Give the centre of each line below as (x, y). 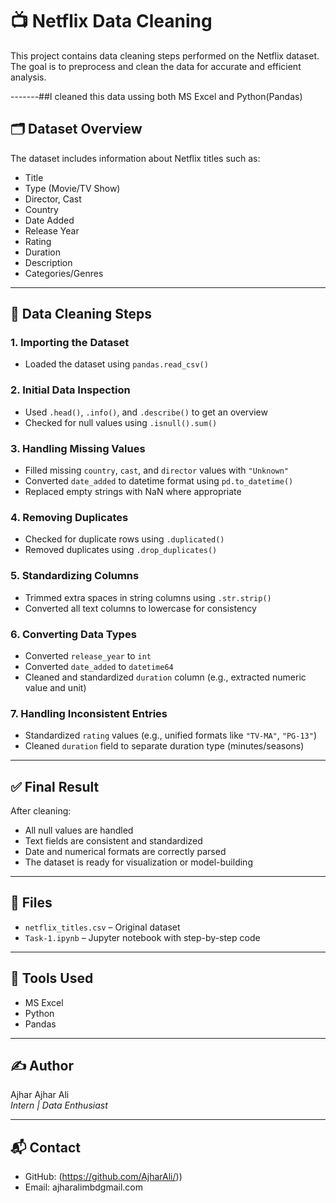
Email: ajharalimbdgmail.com (83, 1187)
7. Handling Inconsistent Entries (89, 713)
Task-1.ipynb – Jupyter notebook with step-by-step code (142, 937)
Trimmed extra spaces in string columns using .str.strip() (148, 597)
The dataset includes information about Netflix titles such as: (135, 158)
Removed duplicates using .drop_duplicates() (121, 550)
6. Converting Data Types (73, 634)
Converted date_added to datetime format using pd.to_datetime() (159, 481)
